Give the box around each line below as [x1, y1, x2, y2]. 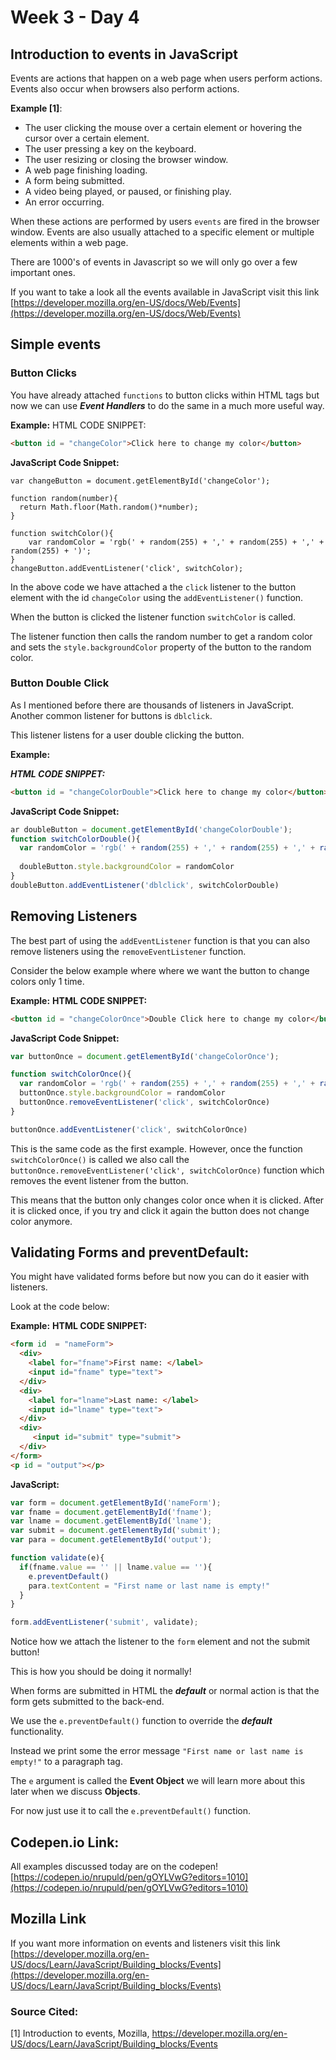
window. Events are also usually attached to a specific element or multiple [10, 226, 315, 238]
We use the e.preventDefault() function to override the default [10, 1715, 273, 1727]
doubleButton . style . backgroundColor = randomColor [19, 862, 235, 872]
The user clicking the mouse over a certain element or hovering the [24, 122, 303, 133]
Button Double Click [10, 676, 110, 690]
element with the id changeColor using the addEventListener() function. [10, 591, 304, 603]
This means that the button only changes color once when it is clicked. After [10, 1194, 325, 1206]
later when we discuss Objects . [10, 1786, 141, 1798]
